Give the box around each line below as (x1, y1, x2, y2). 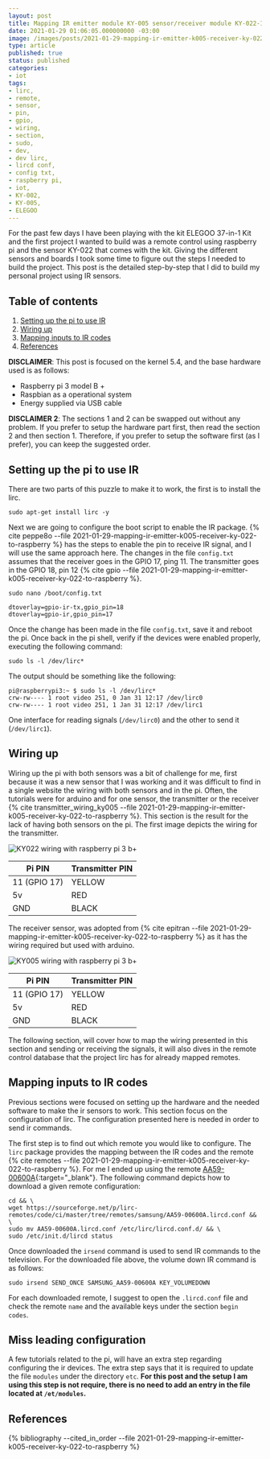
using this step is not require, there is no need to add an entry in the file (8, 1380, 251, 1390)
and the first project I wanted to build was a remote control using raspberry (8, 237, 257, 246)
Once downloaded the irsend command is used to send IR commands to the (8, 1246, 261, 1255)
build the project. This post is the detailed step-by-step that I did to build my (8, 262, 260, 272)
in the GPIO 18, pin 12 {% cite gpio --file (8, 565, 140, 575)
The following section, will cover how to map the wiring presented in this (8, 1035, 248, 1045)
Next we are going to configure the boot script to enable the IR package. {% (8, 522, 260, 532)
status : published (8, 57, 70, 65)
